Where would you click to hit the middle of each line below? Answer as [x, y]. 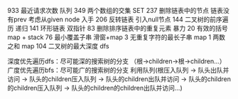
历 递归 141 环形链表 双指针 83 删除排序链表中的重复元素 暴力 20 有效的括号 [118, 28]
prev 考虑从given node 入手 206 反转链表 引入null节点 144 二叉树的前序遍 [121, 19]
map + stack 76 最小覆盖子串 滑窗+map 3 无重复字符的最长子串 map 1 [109, 37]
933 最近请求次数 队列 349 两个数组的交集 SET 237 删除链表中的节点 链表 [115, 10]
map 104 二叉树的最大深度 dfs [65, 46]
